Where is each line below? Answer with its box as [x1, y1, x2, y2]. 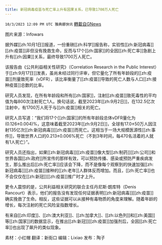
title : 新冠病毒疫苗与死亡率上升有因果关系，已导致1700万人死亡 [5, 7, 119, 12]
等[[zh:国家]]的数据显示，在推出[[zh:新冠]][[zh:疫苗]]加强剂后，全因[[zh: [5, 218, 148, 224]
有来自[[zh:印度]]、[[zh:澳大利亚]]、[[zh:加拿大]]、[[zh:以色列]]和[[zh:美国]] [5, 212, 156, 218]
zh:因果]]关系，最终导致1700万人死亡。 [16, 54, 95, 60]
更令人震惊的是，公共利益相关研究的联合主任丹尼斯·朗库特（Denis [5, 184, 136, 189]
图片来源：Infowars [5, 31, 44, 37]
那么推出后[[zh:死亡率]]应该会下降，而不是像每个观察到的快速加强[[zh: [13, 161, 154, 167]
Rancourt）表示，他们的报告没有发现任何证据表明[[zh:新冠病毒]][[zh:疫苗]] [5, 190, 154, 196]
